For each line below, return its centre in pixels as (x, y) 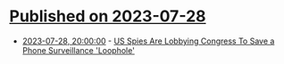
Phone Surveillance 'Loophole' (79, 50)
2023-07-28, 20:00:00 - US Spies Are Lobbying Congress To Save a (148, 41)
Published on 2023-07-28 (108, 16)
